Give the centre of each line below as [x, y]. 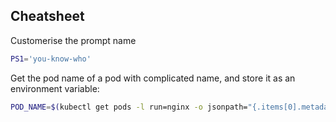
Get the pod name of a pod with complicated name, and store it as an [153, 78]
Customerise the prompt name [73, 40]
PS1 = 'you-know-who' [51, 59]
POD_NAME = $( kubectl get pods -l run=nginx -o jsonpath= [129, 107]
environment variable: [55, 88]
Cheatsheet [47, 16]
